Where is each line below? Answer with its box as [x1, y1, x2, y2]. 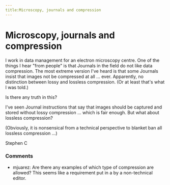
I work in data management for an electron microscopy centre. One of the [5, 57, 160, 63]
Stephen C [5, 140, 28, 146]
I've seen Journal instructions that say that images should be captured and [5, 104, 162, 110]
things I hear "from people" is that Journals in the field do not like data [5, 62, 153, 69]
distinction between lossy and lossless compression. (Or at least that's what [5, 78, 165, 85]
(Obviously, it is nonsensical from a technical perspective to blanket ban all [5, 124, 162, 130]
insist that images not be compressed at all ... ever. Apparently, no [5, 73, 144, 80]
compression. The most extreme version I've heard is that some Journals [5, 68, 159, 74]
